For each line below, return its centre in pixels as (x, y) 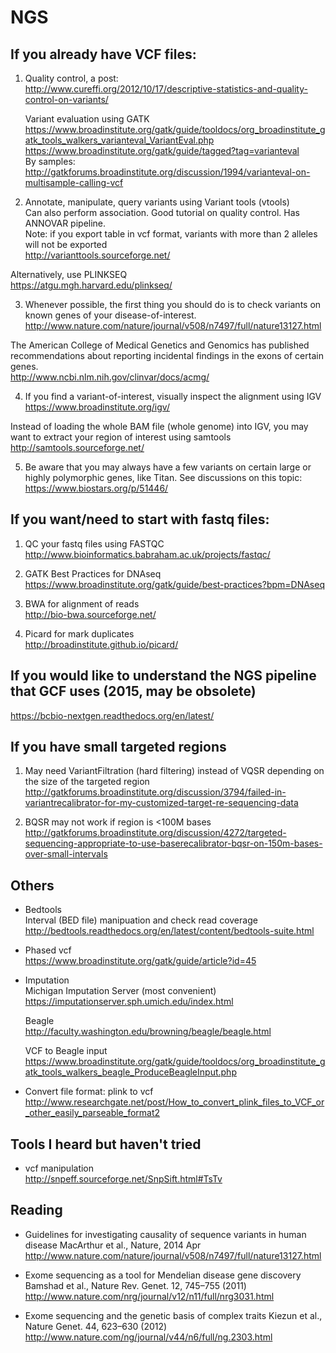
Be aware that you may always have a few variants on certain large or (168, 467)
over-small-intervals (66, 854)
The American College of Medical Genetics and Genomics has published (160, 345)
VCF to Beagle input (66, 1051)
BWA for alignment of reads (82, 603)
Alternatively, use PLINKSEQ (69, 274)
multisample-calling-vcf (74, 182)
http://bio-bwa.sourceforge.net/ (90, 614)
